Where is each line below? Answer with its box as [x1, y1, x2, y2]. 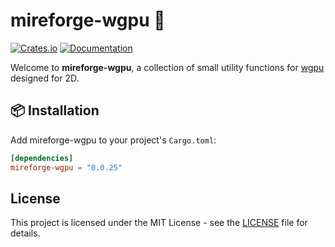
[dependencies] [10, 153, 74, 163]
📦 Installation [10, 102, 100, 119]
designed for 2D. [10, 72, 80, 84]
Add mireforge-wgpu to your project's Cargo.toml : [10, 134, 217, 146]
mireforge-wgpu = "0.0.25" [10, 162, 123, 173]
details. [10, 227, 41, 239]
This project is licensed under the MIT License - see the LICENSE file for [10, 217, 308, 229]
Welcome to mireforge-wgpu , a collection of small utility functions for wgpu [10, 61, 325, 73]
